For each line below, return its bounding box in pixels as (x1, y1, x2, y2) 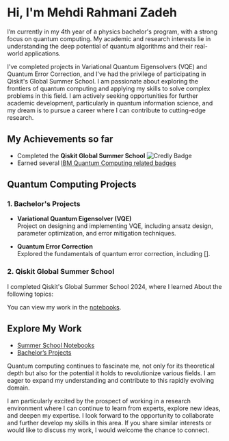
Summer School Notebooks (16, 341, 95, 349)
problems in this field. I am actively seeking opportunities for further (7, 91, 198, 100)
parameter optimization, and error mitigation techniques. (16, 229, 176, 238)
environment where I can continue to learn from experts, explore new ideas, (7, 404, 221, 412)
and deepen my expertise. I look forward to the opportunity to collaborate (7, 411, 214, 419)
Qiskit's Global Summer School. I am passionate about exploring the (7, 77, 199, 85)
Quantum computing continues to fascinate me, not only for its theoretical (7, 362, 215, 370)
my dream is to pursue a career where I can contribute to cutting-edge (7, 106, 206, 114)
